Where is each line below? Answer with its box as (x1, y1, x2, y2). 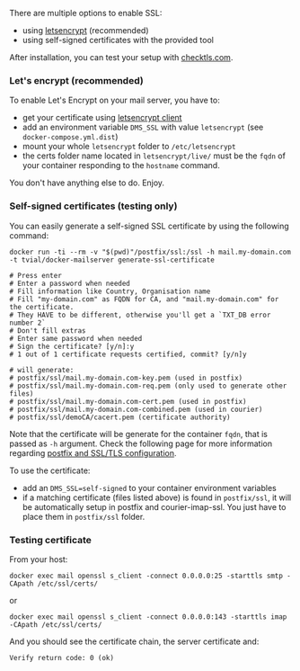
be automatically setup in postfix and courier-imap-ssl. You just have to (22, 501, 287, 512)
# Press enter (9, 271, 63, 280)
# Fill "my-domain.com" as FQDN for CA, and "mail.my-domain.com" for (9, 294, 279, 304)
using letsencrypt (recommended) (22, 25, 149, 35)
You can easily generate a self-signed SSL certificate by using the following (9, 220, 289, 231)
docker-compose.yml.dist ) (22, 131, 119, 142)
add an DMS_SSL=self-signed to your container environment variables (22, 482, 277, 493)
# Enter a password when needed (9, 279, 130, 288)
